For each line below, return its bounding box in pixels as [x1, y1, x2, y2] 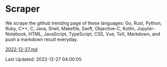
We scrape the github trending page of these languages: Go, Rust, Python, [5, 20, 162, 26]
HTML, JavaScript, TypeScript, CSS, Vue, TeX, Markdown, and [28, 31, 160, 37]
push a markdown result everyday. [5, 36, 78, 42]
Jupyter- [137, 25, 155, 31]
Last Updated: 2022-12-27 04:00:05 [5, 56, 82, 62]
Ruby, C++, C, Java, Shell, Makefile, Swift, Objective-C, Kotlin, [5, 25, 136, 31]
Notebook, [5, 31, 28, 37]
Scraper [5, 3, 40, 15]
